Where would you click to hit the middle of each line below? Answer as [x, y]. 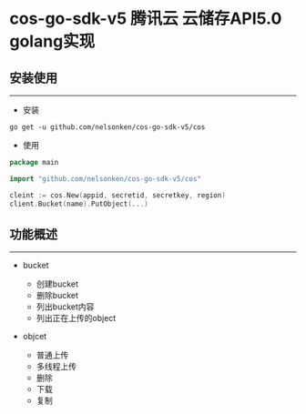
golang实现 [52, 41]
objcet [35, 337]
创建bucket [57, 284]
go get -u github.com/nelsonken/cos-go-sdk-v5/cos [107, 127]
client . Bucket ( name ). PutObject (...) [79, 204]
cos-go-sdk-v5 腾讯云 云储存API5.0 [146, 19]
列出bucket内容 [65, 307]
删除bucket [57, 296]
